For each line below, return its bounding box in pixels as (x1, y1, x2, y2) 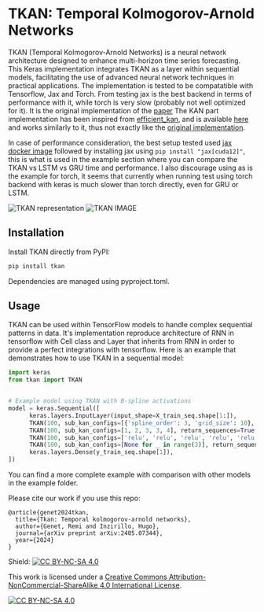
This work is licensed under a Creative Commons (8, 572, 167, 582)
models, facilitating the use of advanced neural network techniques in (8, 72, 234, 82)
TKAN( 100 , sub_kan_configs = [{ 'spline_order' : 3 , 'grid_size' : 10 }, (28, 418, 255, 427)
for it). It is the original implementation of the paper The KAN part (8, 105, 219, 115)
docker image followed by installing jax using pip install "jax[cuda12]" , (8, 146, 246, 156)
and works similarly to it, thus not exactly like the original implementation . (8, 123, 246, 132)
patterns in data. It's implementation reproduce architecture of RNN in (8, 328, 234, 338)
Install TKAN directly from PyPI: (8, 247, 110, 256)
